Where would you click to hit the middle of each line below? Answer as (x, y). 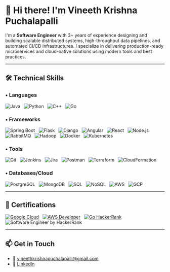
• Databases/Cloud (29, 173)
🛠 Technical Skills (35, 78)
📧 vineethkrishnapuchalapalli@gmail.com (55, 259)
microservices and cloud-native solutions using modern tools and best (79, 51)
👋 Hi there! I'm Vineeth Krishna (71, 10)
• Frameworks (23, 119)
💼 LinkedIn (24, 264)
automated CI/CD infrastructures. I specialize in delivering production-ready (84, 46)
